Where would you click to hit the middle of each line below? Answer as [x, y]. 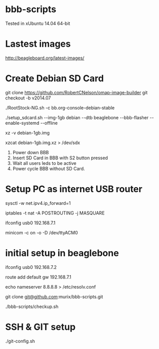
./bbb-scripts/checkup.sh [32, 306]
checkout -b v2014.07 [28, 98]
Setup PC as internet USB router [74, 189]
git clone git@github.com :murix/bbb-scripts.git [54, 296]
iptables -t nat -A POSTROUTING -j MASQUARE [55, 213]
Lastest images [38, 44]
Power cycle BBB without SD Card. [49, 168]
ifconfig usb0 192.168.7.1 [30, 223]
